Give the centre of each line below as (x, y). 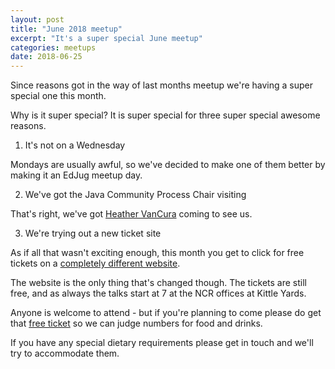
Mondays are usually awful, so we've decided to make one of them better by (168, 165)
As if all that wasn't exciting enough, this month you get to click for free (157, 253)
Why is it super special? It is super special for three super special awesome (165, 115)
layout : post (37, 19)
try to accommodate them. (65, 353)
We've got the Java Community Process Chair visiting (135, 195)
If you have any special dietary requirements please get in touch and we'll (162, 343)
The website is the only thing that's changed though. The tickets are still (159, 283)
